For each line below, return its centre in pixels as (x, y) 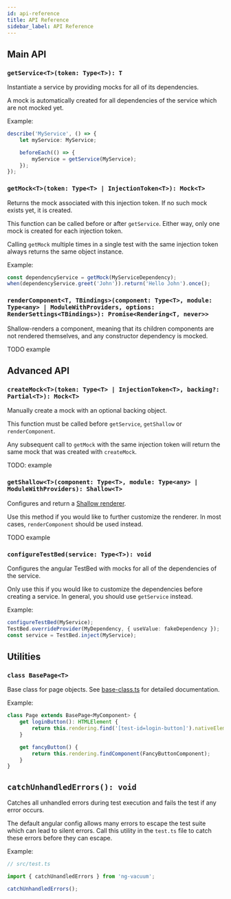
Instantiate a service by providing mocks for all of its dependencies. (103, 87)
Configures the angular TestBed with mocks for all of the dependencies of (112, 568)
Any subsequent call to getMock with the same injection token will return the (114, 444)
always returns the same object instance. (65, 251)
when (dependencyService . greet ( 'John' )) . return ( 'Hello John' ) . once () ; (109, 284)
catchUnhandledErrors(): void (72, 787)
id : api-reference (33, 13)
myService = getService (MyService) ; (84, 159)
